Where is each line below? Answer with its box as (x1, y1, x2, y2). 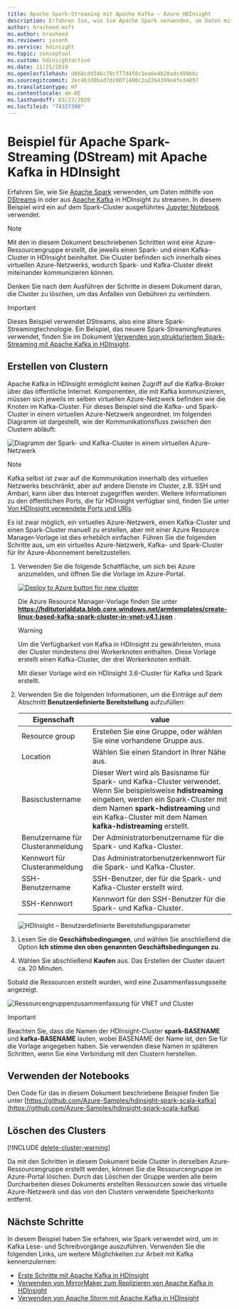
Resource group (21, 731, 75, 741)
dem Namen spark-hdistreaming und (92, 803, 221, 813)
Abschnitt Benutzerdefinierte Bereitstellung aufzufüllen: (17, 697, 186, 706)
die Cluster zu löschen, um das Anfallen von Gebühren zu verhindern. (7, 289, 212, 298)
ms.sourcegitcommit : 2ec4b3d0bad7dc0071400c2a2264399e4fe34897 (7, 76, 199, 84)
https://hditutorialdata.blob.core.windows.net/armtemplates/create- (17, 605, 228, 613)
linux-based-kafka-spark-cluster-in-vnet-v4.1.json (17, 612, 173, 620)
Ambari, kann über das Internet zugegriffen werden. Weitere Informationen (7, 489, 226, 497)
